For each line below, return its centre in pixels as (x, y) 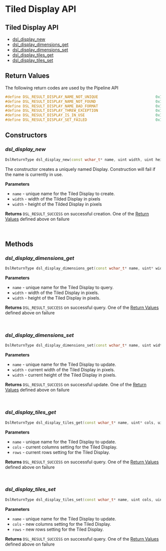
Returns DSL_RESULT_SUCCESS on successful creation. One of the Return (77, 213)
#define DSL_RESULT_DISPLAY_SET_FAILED (46, 120)
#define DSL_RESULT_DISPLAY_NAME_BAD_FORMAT (52, 106)
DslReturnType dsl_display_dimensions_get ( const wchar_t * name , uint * (79, 268)
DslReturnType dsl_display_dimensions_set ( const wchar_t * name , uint (78, 346)
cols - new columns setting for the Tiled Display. (62, 524)
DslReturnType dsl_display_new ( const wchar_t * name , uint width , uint (79, 159)
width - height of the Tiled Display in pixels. (56, 298)
